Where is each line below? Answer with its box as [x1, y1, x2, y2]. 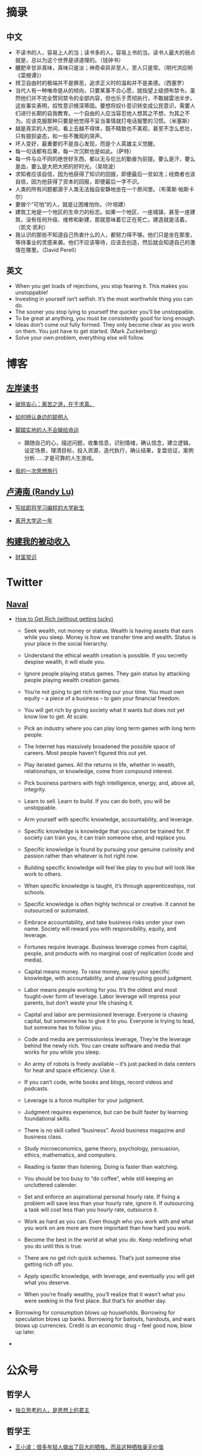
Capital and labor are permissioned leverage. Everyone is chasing [24, 1011, 188, 1018]
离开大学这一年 [15, 517, 53, 524]
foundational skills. [24, 1115, 71, 1123]
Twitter [6, 575, 44, 589]
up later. [15, 1328, 36, 1336]
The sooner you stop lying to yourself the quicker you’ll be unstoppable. [15, 308, 195, 315]
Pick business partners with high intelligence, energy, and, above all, [24, 779, 195, 787]
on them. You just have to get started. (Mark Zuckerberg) [15, 327, 157, 335]
